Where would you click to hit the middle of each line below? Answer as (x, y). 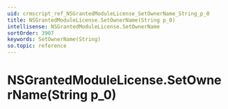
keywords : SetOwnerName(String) (54, 40)
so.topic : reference (37, 46)
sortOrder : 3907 (31, 33)
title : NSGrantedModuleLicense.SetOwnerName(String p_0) (91, 20)
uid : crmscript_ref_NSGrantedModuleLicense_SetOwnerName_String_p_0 (108, 14)
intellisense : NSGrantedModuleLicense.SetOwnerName (83, 26)
